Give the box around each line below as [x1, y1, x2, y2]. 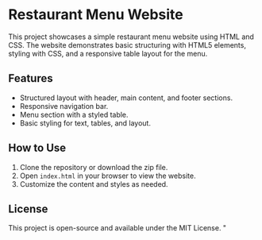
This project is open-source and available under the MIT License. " [8, 223, 227, 233]
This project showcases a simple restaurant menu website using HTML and [8, 32, 254, 41]
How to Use [8, 141, 67, 155]
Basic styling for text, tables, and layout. [19, 118, 151, 128]
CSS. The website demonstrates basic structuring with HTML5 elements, [8, 40, 246, 49]
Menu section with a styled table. [19, 110, 129, 119]
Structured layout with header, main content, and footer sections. [19, 93, 233, 103]
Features [8, 72, 53, 85]
